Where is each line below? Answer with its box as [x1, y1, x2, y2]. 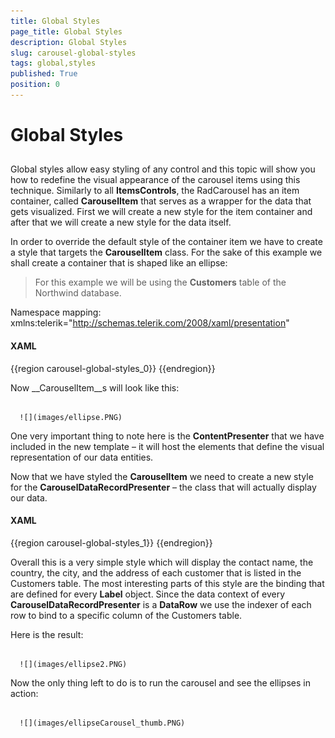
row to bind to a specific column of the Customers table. [10, 609, 243, 621]
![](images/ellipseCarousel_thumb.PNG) [19, 718, 186, 728]
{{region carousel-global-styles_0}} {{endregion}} [10, 362, 216, 374]
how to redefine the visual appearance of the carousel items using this [10, 174, 301, 186]
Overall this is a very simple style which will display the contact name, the [10, 556, 314, 568]
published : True [10, 69, 78, 79]
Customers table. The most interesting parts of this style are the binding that [10, 577, 325, 589]
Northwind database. [34, 287, 122, 299]
